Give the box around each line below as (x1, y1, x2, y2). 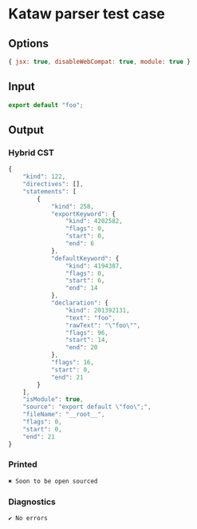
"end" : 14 (65, 284, 98, 292)
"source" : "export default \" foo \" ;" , (22, 403, 152, 412)
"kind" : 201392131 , (65, 306, 130, 314)
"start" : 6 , (65, 276, 105, 284)
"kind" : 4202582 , (65, 217, 124, 225)
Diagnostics (8, 496, 56, 507)
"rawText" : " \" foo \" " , (65, 321, 141, 329)
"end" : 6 (65, 240, 94, 248)
